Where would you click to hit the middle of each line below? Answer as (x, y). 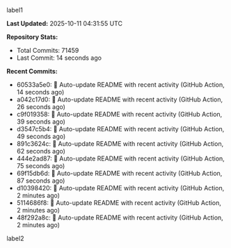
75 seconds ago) (41, 166)
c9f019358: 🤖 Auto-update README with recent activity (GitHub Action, (119, 114)
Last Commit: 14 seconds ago (59, 58)
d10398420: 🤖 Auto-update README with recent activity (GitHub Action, (120, 188)
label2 (15, 238)
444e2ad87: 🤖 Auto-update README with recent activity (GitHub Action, (121, 158)
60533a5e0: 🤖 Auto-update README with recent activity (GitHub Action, (120, 85)
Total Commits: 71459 (48, 50)
